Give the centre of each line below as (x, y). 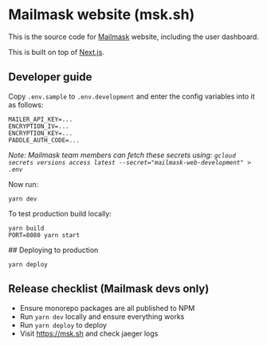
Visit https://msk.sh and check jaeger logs (89, 333)
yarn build (26, 228)
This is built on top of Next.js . (57, 52)
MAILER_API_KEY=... (41, 119)
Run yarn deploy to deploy (63, 325)
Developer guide (50, 77)
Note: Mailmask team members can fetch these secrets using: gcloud (122, 155)
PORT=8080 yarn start (44, 235)
